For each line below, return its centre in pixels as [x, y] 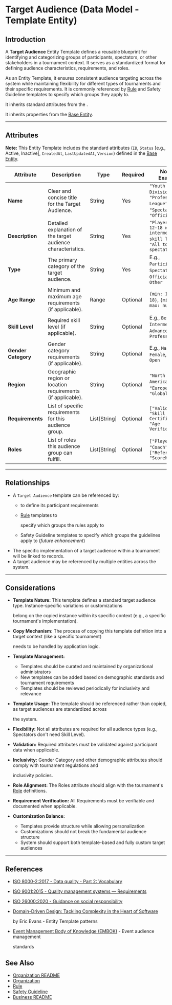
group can [60, 453]
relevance [31, 694]
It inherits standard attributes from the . [47, 104]
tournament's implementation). [45, 621]
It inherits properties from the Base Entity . [49, 114]
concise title [62, 198]
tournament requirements [47, 683]
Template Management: [39, 656]
